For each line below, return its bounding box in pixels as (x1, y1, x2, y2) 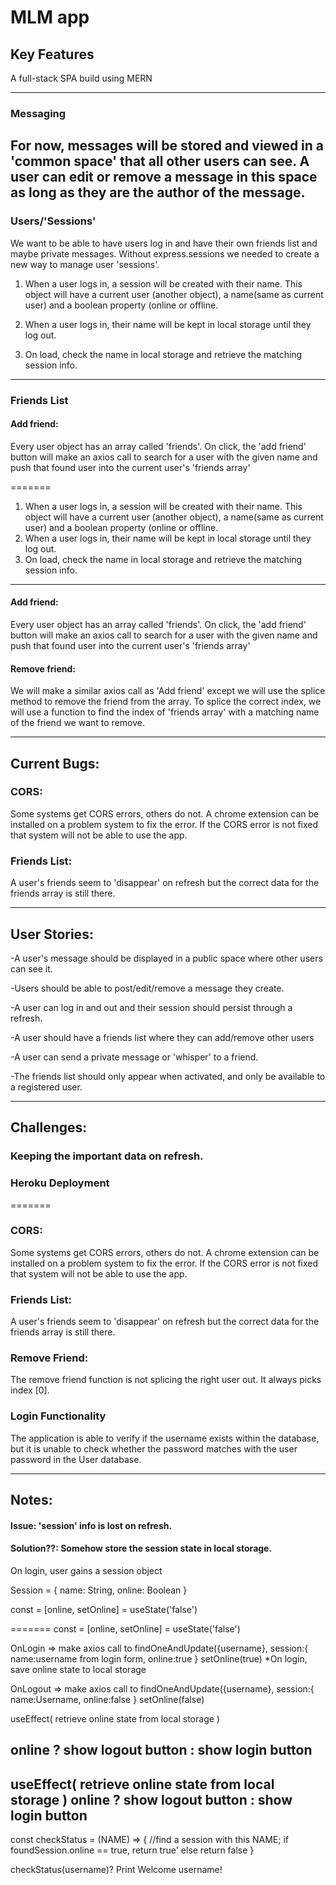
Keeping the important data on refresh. (10, 1149, 204, 1163)
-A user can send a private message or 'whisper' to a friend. (10, 1051, 259, 1063)
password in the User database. (10, 1453, 142, 1465)
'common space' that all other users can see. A (10, 153, 310, 170)
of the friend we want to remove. (10, 717, 145, 729)
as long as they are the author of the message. (10, 184, 306, 201)
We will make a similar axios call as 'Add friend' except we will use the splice (10, 685, 326, 697)
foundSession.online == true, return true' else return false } (10, 1844, 255, 1856)
